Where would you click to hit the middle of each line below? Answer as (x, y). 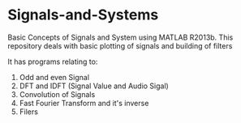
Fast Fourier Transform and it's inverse (84, 103)
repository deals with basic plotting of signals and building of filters (120, 45)
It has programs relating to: (53, 61)
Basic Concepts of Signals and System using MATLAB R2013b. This (120, 37)
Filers (28, 112)
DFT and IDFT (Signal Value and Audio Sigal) (94, 86)
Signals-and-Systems (83, 15)
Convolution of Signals (57, 94)
